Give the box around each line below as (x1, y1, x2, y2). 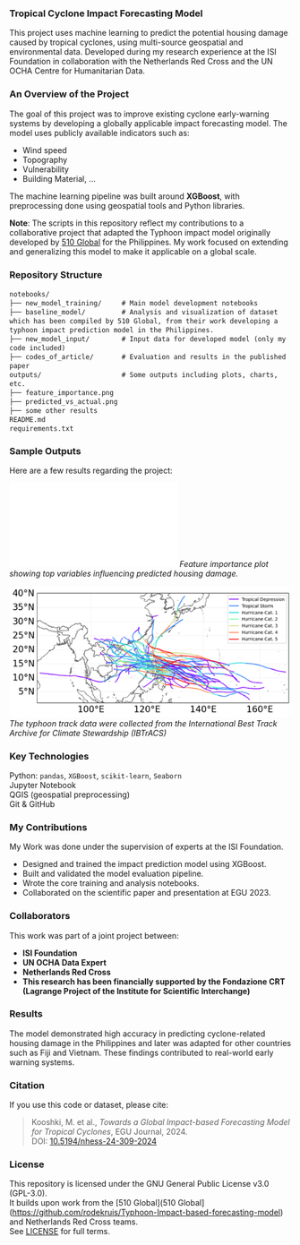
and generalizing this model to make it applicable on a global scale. (9, 245, 257, 257)
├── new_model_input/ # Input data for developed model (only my (9, 334, 287, 343)
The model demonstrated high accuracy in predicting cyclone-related (9, 1028, 266, 1039)
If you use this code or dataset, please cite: (9, 1100, 168, 1111)
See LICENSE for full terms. (9, 1226, 110, 1237)
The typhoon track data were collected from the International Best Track (9, 717, 278, 728)
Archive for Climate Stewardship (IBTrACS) (9, 727, 167, 738)
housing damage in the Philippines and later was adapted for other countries (9, 1037, 292, 1048)
